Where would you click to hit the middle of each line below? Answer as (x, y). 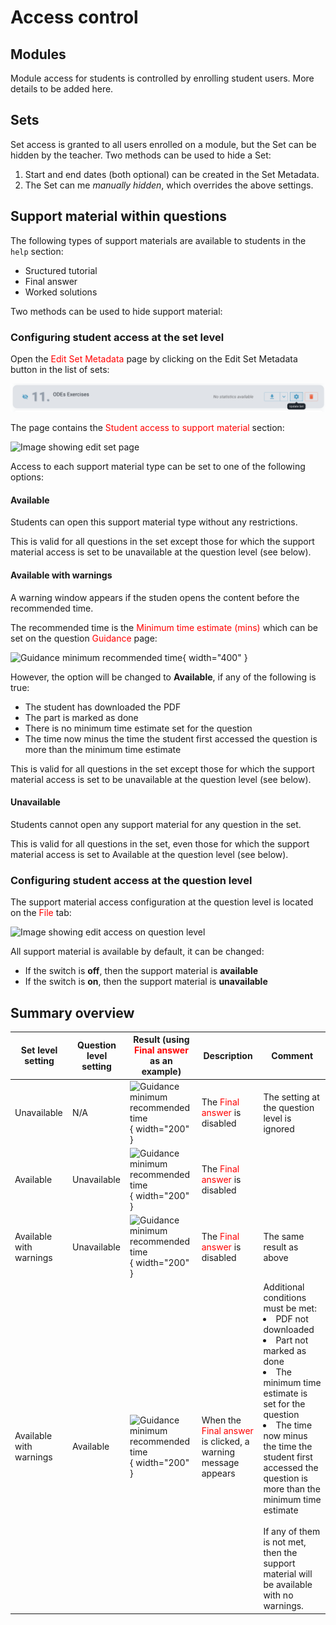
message (220, 1462)
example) (161, 1072)
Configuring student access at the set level (117, 337)
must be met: (290, 1308)
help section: (37, 251)
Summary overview (72, 1012)
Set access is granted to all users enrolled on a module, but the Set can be (163, 144)
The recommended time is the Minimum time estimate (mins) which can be (164, 627)
